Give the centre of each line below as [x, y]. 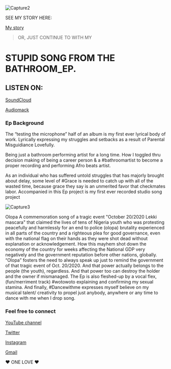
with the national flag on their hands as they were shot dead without [77, 239]
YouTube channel [23, 322]
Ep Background [25, 123]
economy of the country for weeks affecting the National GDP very [75, 249]
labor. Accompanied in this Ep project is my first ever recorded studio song [84, 192]
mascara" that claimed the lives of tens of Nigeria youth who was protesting [85, 222]
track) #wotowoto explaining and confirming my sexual [96, 282]
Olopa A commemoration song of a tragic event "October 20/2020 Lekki [81, 217]
